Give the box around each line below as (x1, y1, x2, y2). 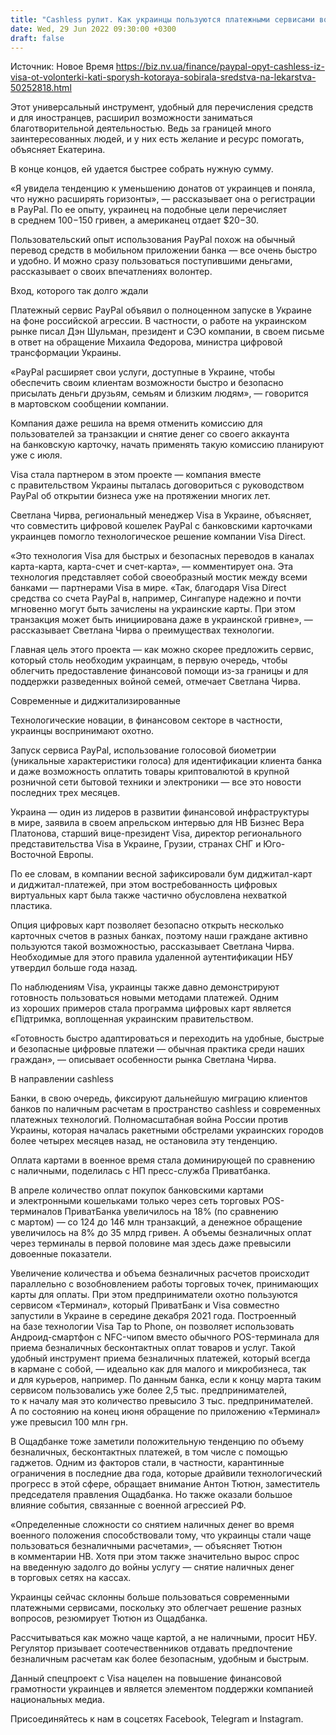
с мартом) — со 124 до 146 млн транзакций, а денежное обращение (10, 1216, 303, 1228)
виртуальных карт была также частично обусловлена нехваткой (10, 889, 287, 901)
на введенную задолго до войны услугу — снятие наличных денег (10, 1561, 295, 1573)
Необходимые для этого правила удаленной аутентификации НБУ (10, 951, 293, 963)
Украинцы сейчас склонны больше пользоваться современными (10, 1591, 290, 1603)
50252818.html (10, 82, 72, 94)
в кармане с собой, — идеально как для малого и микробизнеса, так (10, 1363, 307, 1375)
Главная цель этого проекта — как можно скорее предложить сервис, (10, 644, 314, 656)
